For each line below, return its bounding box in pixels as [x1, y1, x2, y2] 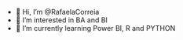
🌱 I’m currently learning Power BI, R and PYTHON [15, 24, 176, 32]
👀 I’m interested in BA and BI [15, 15, 108, 25]
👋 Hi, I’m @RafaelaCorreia [15, 8, 100, 16]
